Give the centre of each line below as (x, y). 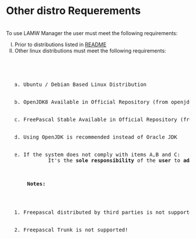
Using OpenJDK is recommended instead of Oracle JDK (100, 137)
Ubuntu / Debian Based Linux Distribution (85, 84)
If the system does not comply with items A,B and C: (102, 154)
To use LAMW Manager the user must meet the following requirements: (92, 33)
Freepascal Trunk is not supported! (76, 230)
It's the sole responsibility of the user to (114, 160)
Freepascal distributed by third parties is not (94, 212)
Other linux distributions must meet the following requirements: (90, 50)
